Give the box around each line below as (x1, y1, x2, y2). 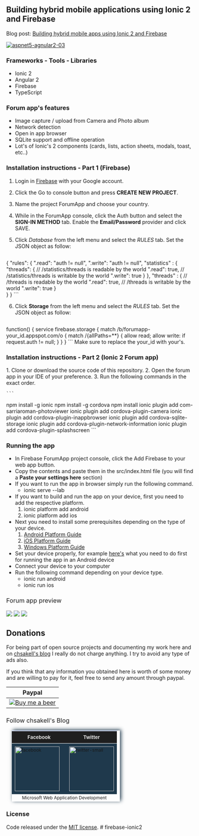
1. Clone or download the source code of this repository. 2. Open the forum (6, 366, 191, 374)
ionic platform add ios (23, 512, 77, 519)
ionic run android (23, 575, 66, 583)
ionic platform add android (23, 506, 89, 513)
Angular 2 (14, 76, 39, 83)
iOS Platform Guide (23, 537, 71, 545)
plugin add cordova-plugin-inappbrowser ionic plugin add (6, 414, 148, 421)
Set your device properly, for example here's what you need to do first (14, 550, 188, 557)
